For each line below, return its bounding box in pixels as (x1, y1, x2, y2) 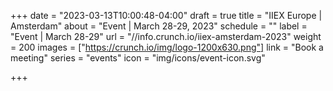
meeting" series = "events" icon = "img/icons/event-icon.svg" (10, 52, 266, 64)
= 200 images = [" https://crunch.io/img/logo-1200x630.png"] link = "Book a (10, 41, 324, 53)
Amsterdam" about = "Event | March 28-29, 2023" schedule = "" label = (10, 20, 308, 32)
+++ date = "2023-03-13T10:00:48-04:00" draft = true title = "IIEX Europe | (10, 10, 323, 21)
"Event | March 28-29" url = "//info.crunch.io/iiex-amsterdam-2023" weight (10, 31, 322, 42)
